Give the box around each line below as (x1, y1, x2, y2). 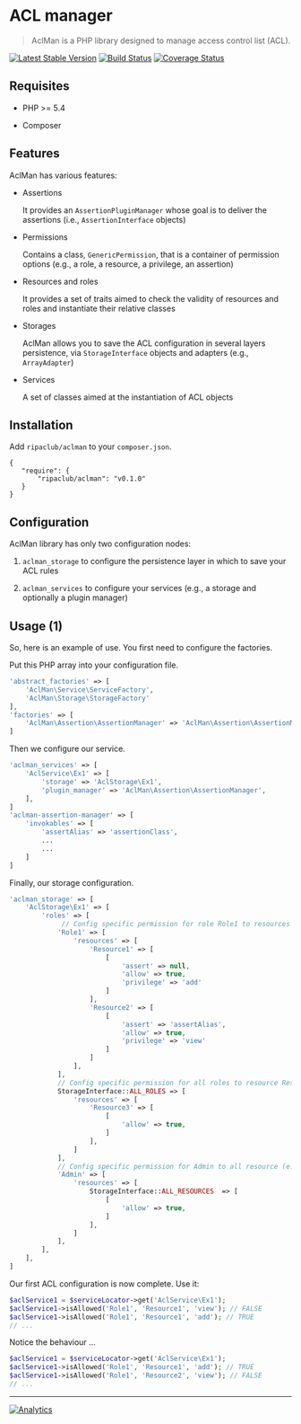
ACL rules (21, 565, 59, 576)
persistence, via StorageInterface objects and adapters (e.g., (21, 347, 249, 358)
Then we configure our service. (9, 743, 125, 755)
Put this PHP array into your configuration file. (9, 659, 179, 670)
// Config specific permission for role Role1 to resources (61, 920, 291, 929)
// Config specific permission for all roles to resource (56, 1078, 279, 1087)
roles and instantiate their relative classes (21, 303, 176, 314)
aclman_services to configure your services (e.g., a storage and (21, 583, 257, 594)
